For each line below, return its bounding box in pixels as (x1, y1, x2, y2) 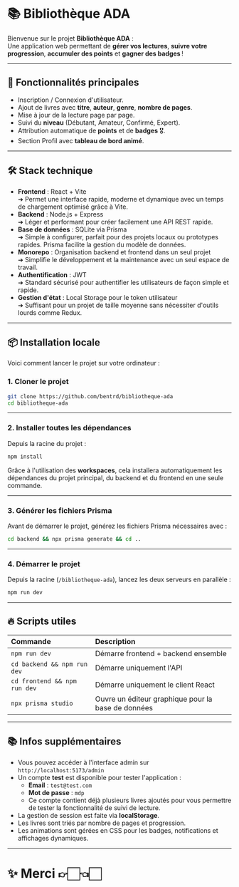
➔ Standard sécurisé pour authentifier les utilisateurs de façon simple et (17, 278, 229, 286)
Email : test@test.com (28, 781, 92, 789)
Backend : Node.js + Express (17, 209, 104, 218)
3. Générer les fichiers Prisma (7, 505, 112, 515)
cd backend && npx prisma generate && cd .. (7, 535, 142, 542)
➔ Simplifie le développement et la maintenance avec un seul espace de (17, 255, 230, 264)
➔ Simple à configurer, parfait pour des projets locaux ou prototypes (17, 232, 219, 241)
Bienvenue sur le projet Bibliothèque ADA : (7, 33, 134, 43)
